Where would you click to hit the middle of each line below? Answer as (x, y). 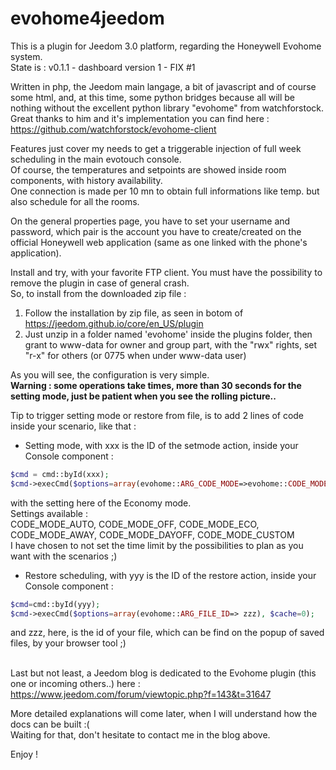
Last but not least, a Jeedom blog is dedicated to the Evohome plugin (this (163, 673)
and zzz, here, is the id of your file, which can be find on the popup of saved (167, 633)
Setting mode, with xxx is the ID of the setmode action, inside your (161, 445)
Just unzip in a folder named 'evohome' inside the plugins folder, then (168, 334)
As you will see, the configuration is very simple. (110, 374)
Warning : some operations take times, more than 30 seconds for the (156, 385)
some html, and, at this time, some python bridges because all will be (153, 97)
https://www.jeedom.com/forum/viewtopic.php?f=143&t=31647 (141, 694)
